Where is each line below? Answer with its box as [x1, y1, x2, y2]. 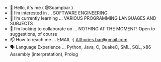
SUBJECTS [9, 20, 33, 26]
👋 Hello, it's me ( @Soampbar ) [9, 5, 74, 10]
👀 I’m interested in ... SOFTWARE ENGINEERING [9, 10, 108, 16]
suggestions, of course [9, 31, 58, 37]
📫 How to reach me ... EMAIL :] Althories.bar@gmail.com [9, 37, 128, 42]
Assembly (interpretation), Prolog [9, 51, 79, 57]
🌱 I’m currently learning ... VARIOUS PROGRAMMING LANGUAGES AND [9, 15, 157, 21]
